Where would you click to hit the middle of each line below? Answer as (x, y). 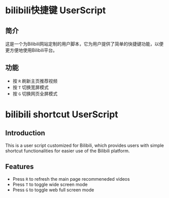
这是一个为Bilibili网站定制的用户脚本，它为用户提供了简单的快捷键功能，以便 (85, 44)
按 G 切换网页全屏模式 (35, 93)
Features (19, 167)
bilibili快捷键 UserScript (56, 10)
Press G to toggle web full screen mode (53, 190)
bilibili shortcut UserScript (62, 114)
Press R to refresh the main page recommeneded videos (71, 179)
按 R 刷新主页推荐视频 (35, 81)
